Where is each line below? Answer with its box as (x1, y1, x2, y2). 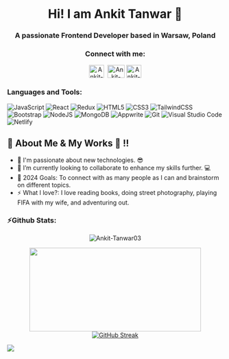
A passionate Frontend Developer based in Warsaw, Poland (14, 31, 216, 40)
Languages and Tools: (7, 87, 82, 97)
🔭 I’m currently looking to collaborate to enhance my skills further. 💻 (16, 163, 211, 172)
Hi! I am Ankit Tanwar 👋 (47, 6, 183, 22)
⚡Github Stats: (7, 216, 57, 225)
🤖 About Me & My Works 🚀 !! (7, 137, 130, 150)
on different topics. (16, 181, 71, 189)
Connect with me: (84, 49, 146, 59)
